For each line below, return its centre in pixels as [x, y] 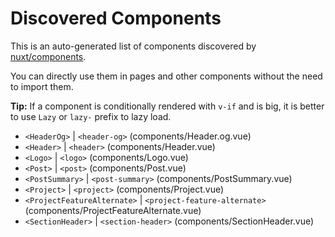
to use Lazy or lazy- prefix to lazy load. [91, 116]
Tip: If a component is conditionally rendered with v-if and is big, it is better [167, 106]
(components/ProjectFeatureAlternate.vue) [113, 210]
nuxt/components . [48, 56]
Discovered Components [116, 18]
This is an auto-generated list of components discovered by [133, 46]
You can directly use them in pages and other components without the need [166, 76]
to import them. [42, 86]
